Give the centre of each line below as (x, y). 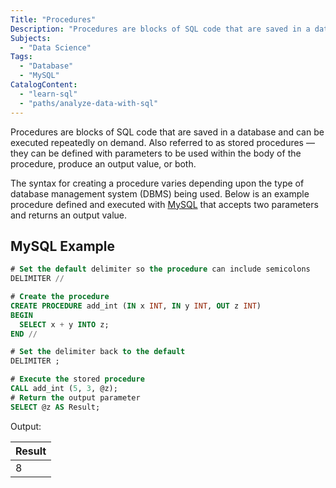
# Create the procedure (60, 297)
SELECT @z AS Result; (55, 407)
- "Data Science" (55, 47)
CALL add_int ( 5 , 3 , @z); (64, 389)
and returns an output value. (69, 215)
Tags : (21, 57)
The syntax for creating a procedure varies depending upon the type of (157, 183)
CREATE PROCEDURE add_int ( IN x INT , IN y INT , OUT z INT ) (136, 306)
